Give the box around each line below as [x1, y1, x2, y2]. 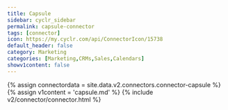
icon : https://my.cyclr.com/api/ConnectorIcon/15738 [7, 36, 163, 43]
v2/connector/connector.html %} [7, 95, 101, 104]
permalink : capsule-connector [7, 23, 95, 30]
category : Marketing [7, 49, 67, 56]
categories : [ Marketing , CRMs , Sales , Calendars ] [7, 55, 145, 62]
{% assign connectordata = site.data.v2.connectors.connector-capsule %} [7, 80, 221, 89]
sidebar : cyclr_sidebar [7, 17, 76, 24]
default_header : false [7, 42, 73, 49]
